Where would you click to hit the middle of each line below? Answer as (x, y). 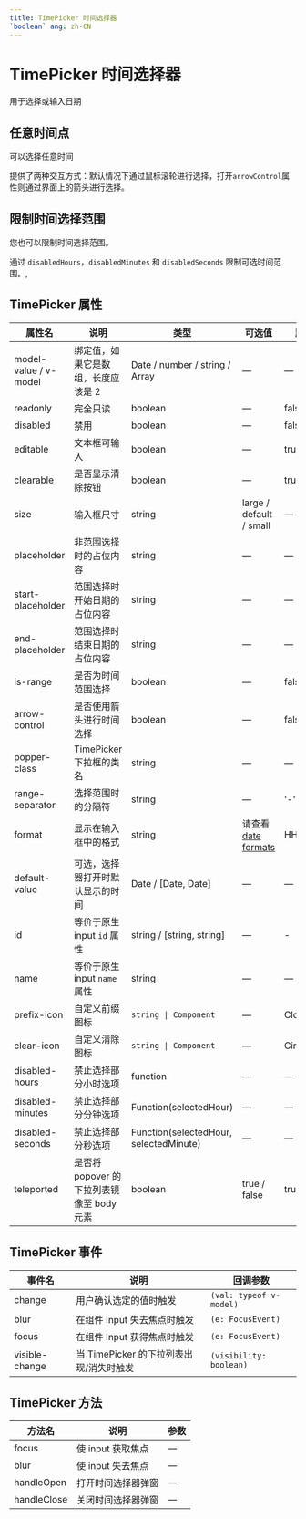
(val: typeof (238, 1295)
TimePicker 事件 (56, 1252)
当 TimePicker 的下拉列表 (130, 1354)
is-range (33, 681)
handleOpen (40, 1482)
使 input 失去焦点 (112, 1465)
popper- (33, 756)
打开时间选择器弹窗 (117, 1483)
